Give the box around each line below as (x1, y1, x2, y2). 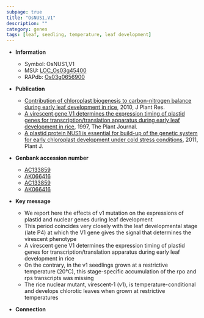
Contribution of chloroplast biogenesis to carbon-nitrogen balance (24, 97, 192, 105)
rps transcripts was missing (24, 275, 94, 282)
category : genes (6, 26, 48, 32)
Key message (15, 198, 51, 205)
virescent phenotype (24, 235, 77, 243)
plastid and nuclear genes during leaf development (24, 216, 153, 223)
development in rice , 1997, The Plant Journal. (24, 123, 137, 130)
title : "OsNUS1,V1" (6, 15, 56, 21)
